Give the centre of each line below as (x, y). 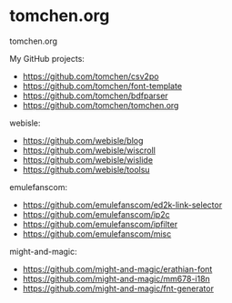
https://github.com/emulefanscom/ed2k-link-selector (122, 205)
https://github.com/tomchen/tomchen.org (101, 105)
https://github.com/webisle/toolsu (86, 169)
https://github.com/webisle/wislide (87, 159)
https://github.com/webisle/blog (83, 140)
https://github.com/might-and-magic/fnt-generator (118, 288)
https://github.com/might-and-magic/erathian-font (117, 268)
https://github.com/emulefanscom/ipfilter (100, 224)
